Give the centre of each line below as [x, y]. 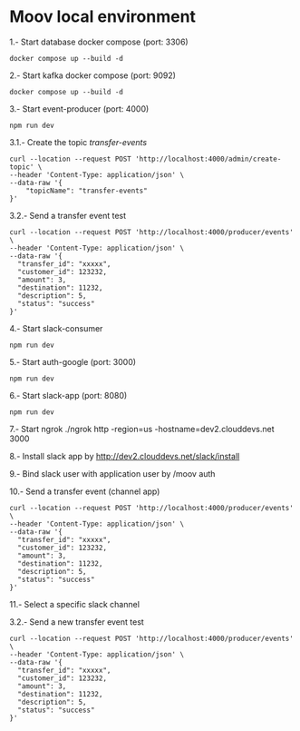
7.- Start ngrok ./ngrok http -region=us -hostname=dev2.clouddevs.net [142, 429]
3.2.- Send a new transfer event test [77, 622]
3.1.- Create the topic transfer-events [78, 142]
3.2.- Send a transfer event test [68, 215]
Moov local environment [103, 17]
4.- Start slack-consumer [56, 328]
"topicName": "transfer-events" [87, 191]
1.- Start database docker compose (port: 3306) [99, 42]
